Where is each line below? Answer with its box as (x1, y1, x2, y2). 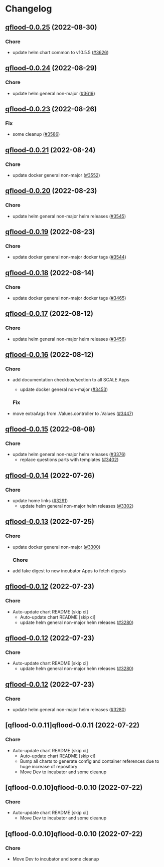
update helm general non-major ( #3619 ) (12, 90, 95, 96)
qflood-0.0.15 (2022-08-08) (5, 425, 95, 434)
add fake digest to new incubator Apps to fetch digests (12, 568, 126, 574)
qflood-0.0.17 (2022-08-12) (5, 309, 94, 318)
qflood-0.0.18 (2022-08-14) (5, 269, 94, 277)
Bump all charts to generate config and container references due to (20, 758, 159, 764)
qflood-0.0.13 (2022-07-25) (5, 517, 94, 526)
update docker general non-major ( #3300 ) (12, 544, 101, 550)
